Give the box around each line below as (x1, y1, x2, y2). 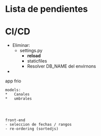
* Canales (5, 92, 30, 97)
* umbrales (5, 96, 32, 102)
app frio (5, 78, 21, 84)
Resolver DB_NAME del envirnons (27, 63, 97, 69)
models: (5, 88, 21, 93)
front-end (5, 118, 26, 123)
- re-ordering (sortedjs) (5, 127, 58, 132)
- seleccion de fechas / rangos (5, 122, 72, 127)
